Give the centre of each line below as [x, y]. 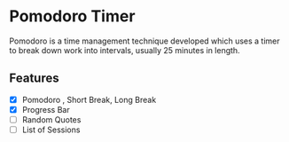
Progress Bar [46, 109]
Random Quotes [51, 119]
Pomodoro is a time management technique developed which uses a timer [145, 41]
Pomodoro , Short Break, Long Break [89, 99]
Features [34, 79]
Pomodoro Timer [72, 16]
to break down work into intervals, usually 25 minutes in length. [125, 50]
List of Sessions [51, 130]
